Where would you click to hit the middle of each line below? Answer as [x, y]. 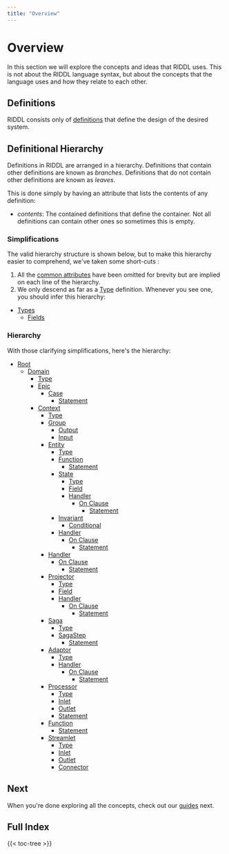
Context [49, 408]
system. [18, 127]
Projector [61, 576]
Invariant [71, 517]
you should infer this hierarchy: [61, 297]
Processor [63, 686]
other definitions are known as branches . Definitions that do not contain [109, 172]
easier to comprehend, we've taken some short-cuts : [83, 261]
